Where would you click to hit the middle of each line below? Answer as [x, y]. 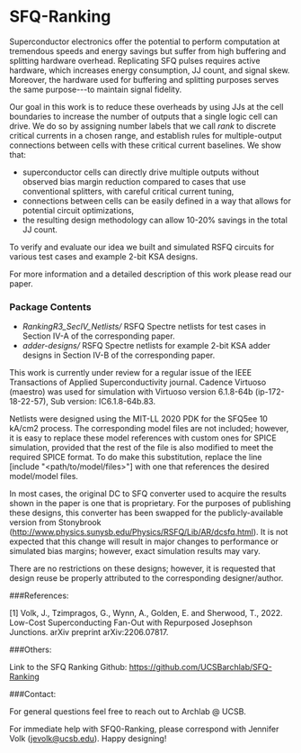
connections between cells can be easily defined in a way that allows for [157, 201]
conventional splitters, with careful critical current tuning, [128, 191]
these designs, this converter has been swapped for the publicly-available [146, 513]
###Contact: [33, 694]
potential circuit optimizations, [78, 210]
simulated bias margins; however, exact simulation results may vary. [135, 551]
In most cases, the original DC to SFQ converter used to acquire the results [148, 494]
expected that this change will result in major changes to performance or [144, 541]
